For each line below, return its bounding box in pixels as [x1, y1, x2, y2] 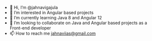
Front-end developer [9, 25, 51, 31]
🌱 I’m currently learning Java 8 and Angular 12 [9, 15, 102, 20]
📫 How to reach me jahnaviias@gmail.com [9, 30, 96, 36]
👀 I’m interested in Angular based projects [9, 10, 94, 15]
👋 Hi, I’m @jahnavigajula [9, 5, 58, 10]
